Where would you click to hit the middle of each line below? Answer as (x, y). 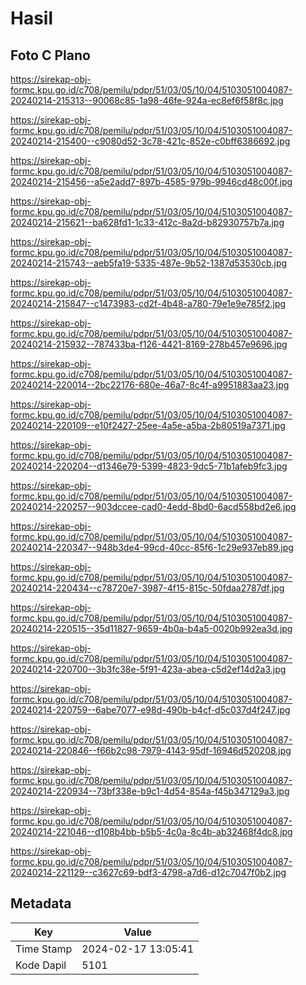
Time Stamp (44, 949)
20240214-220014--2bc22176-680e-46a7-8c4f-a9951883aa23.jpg (150, 385)
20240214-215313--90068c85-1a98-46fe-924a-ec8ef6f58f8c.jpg (147, 100)
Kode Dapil (41, 965)
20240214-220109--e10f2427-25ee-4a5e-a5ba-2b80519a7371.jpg (148, 425)
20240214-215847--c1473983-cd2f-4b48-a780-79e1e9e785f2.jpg (148, 303)
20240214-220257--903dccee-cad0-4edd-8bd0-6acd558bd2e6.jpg (153, 506)
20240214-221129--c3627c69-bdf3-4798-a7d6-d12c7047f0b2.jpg (148, 872)
